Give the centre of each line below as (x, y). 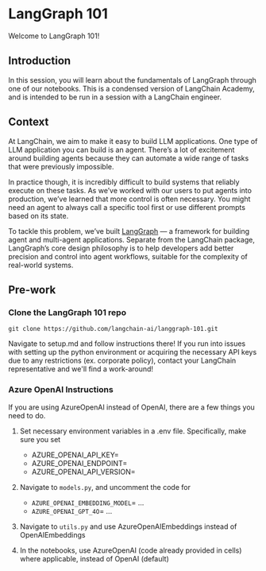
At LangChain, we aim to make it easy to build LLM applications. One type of (133, 141)
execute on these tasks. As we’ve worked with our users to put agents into (130, 190)
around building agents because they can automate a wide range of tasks (129, 158)
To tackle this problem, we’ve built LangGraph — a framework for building (129, 231)
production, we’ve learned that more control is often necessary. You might (129, 199)
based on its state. (39, 216)
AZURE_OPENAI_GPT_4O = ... (72, 511)
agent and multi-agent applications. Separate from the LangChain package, (132, 239)
